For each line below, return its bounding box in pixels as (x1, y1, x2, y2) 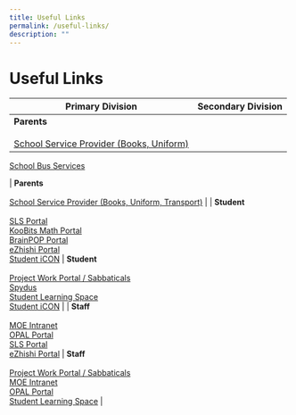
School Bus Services (9, 161, 86, 171)
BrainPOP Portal (9, 235, 69, 245)
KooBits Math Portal (9, 225, 82, 237)
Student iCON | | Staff (9, 301, 91, 312)
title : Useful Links (9, 12, 86, 22)
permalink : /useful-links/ (9, 21, 110, 30)
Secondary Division (197, 100, 283, 112)
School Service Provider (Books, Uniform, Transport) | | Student (9, 197, 245, 208)
